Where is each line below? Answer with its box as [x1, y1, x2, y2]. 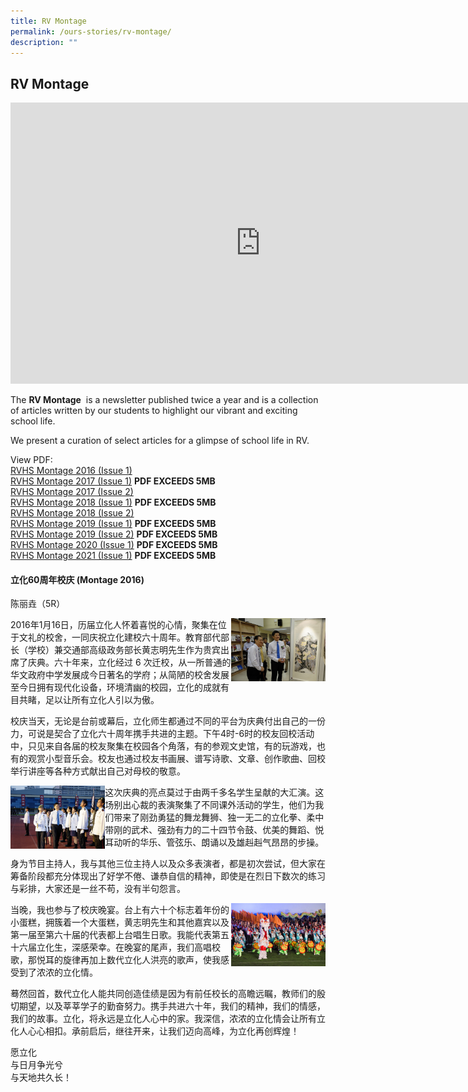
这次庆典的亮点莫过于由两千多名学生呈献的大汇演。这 [104, 786, 325, 799]
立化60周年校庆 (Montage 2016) [10, 573, 145, 585]
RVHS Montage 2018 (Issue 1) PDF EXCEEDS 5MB [10, 496, 217, 509]
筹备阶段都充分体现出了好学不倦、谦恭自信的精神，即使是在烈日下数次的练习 [10, 870, 326, 882]
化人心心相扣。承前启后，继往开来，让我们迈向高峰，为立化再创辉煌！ [10, 1025, 300, 1037]
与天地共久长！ [10, 1071, 72, 1084]
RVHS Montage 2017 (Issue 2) [10, 486, 134, 498]
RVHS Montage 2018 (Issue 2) [10, 507, 135, 519]
